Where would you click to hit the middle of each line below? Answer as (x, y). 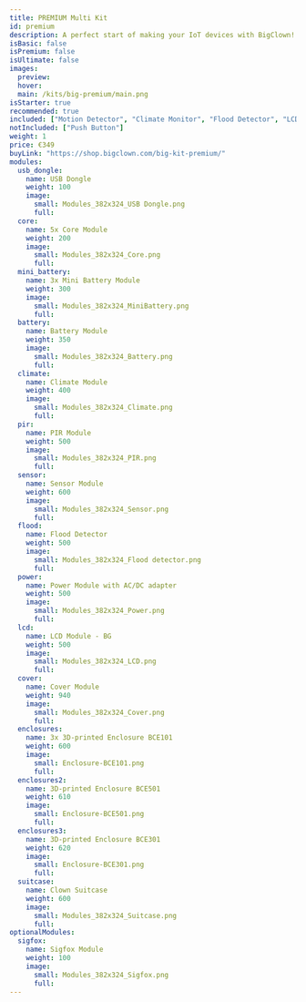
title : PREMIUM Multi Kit (58, 18)
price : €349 (32, 145)
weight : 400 (48, 391)
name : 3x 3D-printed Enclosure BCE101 (99, 738)
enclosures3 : (42, 831)
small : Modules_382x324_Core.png (97, 255)
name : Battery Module (66, 332)
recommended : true (44, 111)
